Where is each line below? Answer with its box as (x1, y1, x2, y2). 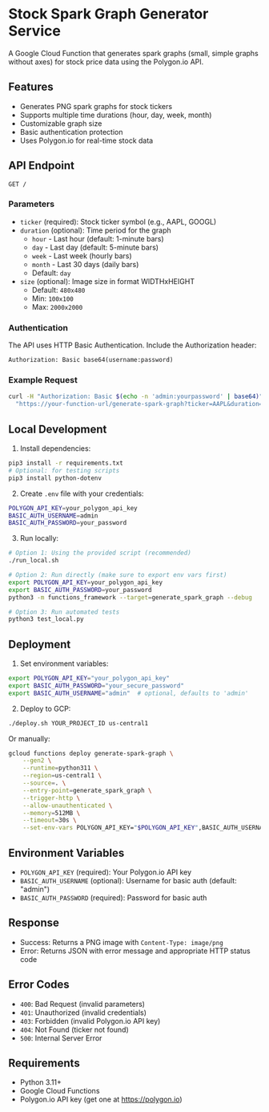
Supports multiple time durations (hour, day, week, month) (19, 110, 212, 120)
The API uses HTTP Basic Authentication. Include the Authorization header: (8, 340, 257, 350)
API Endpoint (8, 159, 74, 172)
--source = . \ (22, 779, 66, 787)
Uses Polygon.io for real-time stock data (19, 136, 154, 145)
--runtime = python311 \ (22, 764, 98, 773)
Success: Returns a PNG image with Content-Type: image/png (19, 937, 224, 947)
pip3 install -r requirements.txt (8, 459, 124, 468)
